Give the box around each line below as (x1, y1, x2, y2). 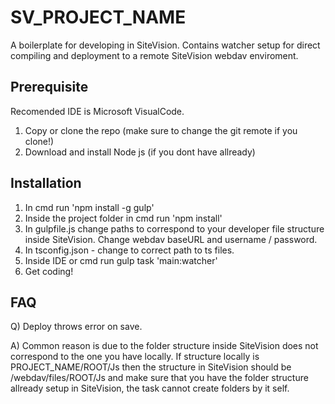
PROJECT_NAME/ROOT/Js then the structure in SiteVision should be (10, 361, 292, 373)
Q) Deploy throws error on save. (10, 321, 143, 333)
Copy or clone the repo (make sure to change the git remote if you (24, 124, 298, 136)
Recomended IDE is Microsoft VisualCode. (10, 105, 185, 117)
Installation (10, 175, 82, 192)
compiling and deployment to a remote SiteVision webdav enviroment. (10, 49, 299, 61)
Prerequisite (10, 79, 89, 96)
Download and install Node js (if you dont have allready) (24, 146, 256, 158)
